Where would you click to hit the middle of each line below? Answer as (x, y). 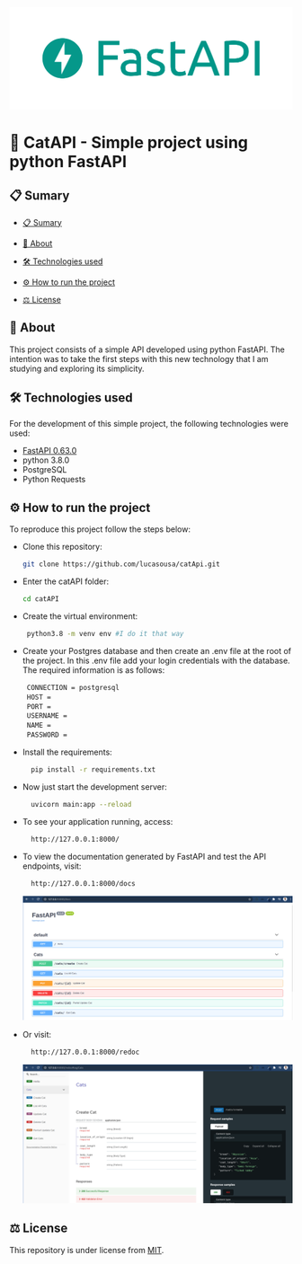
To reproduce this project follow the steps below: (100, 529)
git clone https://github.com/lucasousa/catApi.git (121, 564)
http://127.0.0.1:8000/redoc (85, 1052)
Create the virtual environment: (80, 616)
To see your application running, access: (98, 821)
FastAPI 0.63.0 (49, 451)
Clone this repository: (62, 547)
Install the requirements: (67, 752)
